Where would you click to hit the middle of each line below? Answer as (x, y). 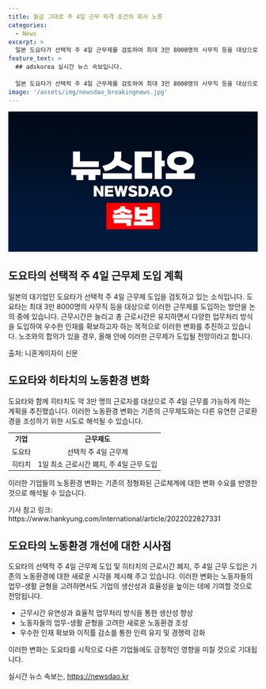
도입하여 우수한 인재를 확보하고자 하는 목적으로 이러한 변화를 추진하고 (123, 326)
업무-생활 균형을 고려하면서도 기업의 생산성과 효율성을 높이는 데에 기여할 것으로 (130, 586)
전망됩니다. (25, 596)
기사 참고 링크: (30, 510)
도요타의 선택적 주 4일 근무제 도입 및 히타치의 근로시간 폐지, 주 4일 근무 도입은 (129, 566)
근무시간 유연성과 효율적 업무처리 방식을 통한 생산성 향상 (106, 613)
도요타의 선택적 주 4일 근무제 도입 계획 (96, 276)
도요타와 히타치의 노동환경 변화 (79, 381)
